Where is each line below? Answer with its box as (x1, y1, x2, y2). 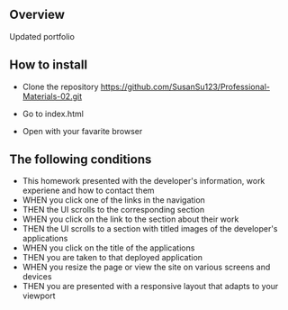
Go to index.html (22, 108, 84, 119)
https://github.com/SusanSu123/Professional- (100, 81, 270, 92)
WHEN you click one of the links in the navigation (22, 195, 205, 205)
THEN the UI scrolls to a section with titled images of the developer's (22, 223, 278, 234)
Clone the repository (22, 81, 99, 92)
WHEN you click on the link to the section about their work (22, 214, 239, 224)
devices (22, 271, 52, 282)
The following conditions (9, 152, 152, 168)
